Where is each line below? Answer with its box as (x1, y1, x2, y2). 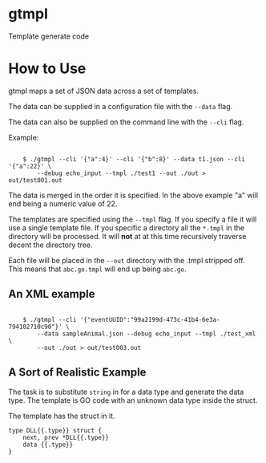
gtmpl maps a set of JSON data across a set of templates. (8, 86, 199, 95)
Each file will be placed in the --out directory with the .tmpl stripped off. (8, 255, 246, 265)
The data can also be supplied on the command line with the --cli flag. (8, 117, 244, 127)
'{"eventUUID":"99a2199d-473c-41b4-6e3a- (79, 315, 220, 323)
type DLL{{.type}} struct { (8, 426, 103, 434)
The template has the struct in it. (8, 411, 115, 420)
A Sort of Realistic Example (8, 366, 147, 380)
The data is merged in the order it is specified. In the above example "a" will (8, 190, 259, 200)
